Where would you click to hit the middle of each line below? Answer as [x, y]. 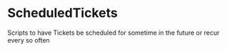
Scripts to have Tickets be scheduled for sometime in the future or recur [113, 33]
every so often [29, 40]
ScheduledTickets [62, 13]
